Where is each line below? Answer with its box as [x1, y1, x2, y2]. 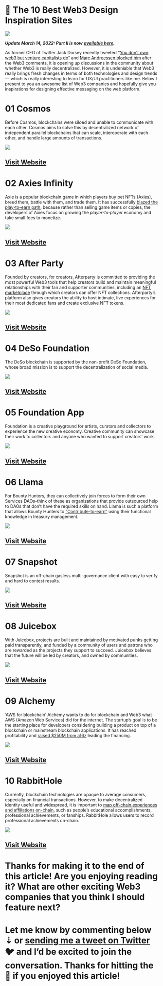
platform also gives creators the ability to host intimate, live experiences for [5, 294, 156, 300]
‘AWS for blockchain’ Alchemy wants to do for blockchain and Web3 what [5, 712, 152, 717]
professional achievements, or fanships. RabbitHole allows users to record [5, 812, 154, 818]
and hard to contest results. [5, 578, 60, 583]
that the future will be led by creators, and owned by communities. [5, 652, 138, 658]
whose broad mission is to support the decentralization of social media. [5, 364, 148, 370]
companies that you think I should [5, 892, 145, 903]
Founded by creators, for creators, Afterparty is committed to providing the [5, 274, 156, 280]
